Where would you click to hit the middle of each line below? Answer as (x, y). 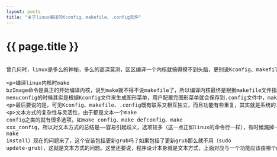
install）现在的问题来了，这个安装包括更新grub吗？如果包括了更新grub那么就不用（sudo (119, 141)
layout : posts (24, 12)
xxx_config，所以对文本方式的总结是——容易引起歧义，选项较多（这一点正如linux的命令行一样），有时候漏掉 (140, 127)
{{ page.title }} (43, 47)
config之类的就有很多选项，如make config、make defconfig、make (95, 120)
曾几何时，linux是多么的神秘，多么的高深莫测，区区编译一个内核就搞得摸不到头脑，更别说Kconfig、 (131, 70)
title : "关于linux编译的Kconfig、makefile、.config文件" (74, 17)
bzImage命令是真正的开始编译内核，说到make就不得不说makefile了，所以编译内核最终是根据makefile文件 (139, 90)
